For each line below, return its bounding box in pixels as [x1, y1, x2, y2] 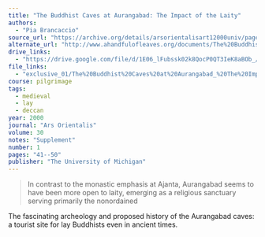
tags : [8, 84, 26, 93]
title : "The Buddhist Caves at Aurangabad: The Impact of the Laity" [8, 11, 242, 20]
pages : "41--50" [8, 150, 62, 158]
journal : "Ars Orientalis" [8, 121, 97, 129]
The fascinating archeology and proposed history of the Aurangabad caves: [8, 212, 255, 221]
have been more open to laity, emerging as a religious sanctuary [27, 188, 237, 198]
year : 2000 [8, 114, 44, 122]
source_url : [8, 33, 47, 42]
